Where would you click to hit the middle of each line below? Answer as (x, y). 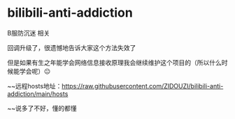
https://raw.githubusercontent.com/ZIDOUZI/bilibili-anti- (143, 86)
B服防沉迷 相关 (29, 33)
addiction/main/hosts (38, 94)
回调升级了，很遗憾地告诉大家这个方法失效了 (72, 47)
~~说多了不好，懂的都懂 (42, 108)
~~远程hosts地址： (35, 86)
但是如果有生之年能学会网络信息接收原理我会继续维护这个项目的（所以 (108, 62)
